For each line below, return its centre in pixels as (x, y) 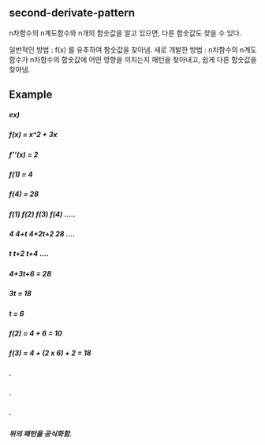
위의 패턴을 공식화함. (41, 433)
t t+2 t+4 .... (29, 254)
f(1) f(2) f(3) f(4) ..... (43, 214)
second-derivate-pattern (72, 13)
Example (31, 95)
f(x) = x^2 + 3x (33, 135)
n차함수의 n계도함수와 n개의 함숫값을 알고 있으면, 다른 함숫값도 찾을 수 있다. (125, 33)
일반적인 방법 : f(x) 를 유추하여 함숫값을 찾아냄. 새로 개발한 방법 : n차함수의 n (127, 50)
